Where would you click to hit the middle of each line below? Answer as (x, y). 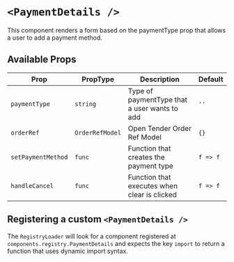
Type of (140, 91)
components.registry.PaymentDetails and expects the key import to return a (116, 243)
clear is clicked (153, 194)
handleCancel (32, 186)
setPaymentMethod (39, 157)
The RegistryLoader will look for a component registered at (92, 236)
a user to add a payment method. (55, 38)
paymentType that (158, 100)
